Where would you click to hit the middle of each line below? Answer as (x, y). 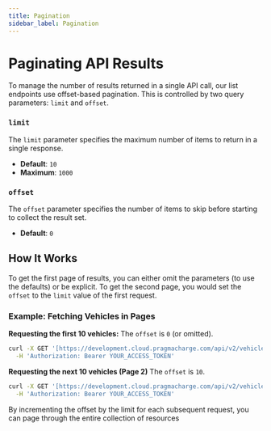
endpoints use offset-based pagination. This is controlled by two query (126, 95)
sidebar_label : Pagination (54, 23)
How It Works (43, 258)
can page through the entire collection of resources (94, 418)
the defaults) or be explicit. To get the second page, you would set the (125, 286)
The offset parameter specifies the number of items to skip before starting (133, 209)
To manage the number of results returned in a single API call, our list (123, 86)
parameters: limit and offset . (58, 103)
